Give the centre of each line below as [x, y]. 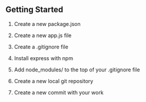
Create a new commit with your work [59, 92]
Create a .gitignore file [41, 47]
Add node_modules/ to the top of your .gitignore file [77, 70]
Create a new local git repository [54, 81]
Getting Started [34, 10]
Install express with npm [44, 58]
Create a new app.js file [43, 35]
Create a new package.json [47, 24]
